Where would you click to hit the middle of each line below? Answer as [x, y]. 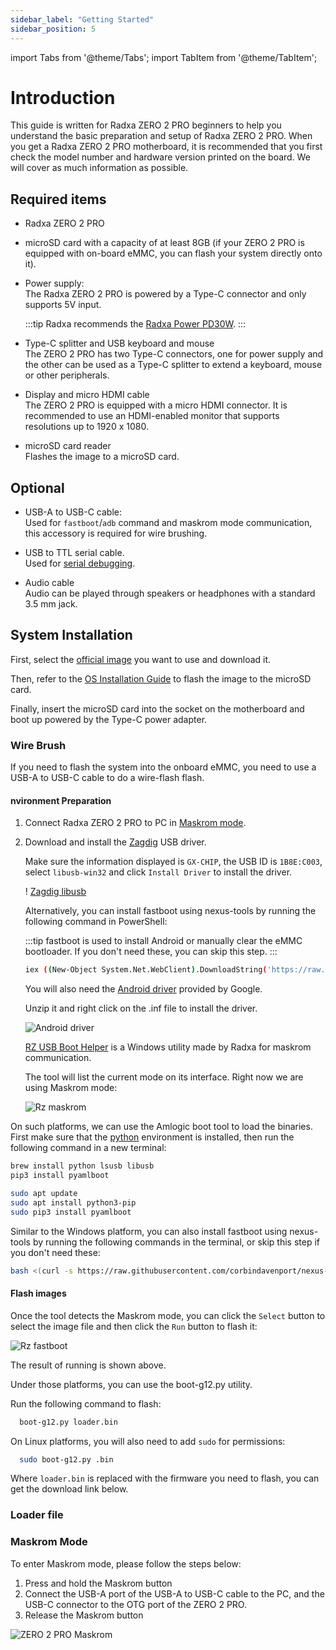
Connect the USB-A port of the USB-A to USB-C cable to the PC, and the [174, 1593]
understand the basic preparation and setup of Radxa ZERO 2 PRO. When [161, 136]
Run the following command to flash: [86, 1403]
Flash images [38, 1293]
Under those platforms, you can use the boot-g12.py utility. [131, 1384]
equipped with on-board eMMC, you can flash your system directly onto [173, 253]
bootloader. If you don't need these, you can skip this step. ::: [151, 952]
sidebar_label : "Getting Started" [82, 19]
